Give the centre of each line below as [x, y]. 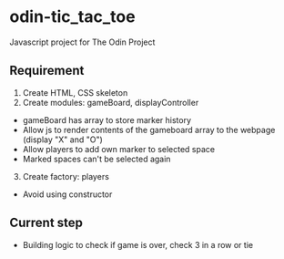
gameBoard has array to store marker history [107, 119]
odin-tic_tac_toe [72, 17]
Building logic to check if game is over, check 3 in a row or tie [137, 244]
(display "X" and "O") [62, 140]
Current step [46, 223]
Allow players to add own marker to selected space [119, 149]
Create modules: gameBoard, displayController [111, 102]
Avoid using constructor [67, 194]
